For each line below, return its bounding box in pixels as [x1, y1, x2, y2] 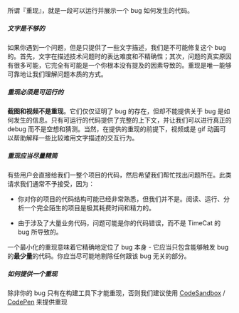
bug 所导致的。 [17, 227, 63, 236]
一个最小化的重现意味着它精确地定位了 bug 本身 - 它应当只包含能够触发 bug [7, 242, 229, 251]
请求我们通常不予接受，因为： [7, 179, 95, 188]
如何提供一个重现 [7, 270, 58, 278]
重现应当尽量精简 [7, 151, 58, 160]
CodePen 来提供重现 [7, 297, 68, 306]
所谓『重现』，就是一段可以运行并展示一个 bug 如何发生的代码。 [7, 6, 194, 14]
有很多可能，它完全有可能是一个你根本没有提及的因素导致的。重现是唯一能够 [7, 61, 232, 69]
